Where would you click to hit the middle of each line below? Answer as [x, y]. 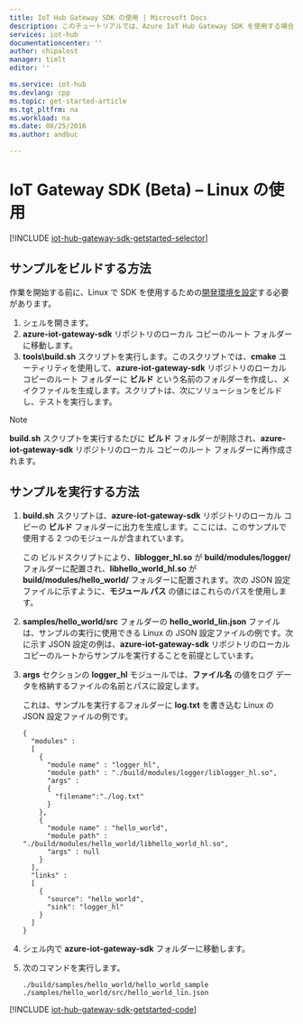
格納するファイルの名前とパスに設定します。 [121, 686]
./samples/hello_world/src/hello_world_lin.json [115, 992]
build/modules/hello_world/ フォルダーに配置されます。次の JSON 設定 [156, 579]
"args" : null [73, 852]
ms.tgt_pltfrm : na [44, 109]
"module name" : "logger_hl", [103, 765]
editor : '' [30, 69]
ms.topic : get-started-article [68, 101]
